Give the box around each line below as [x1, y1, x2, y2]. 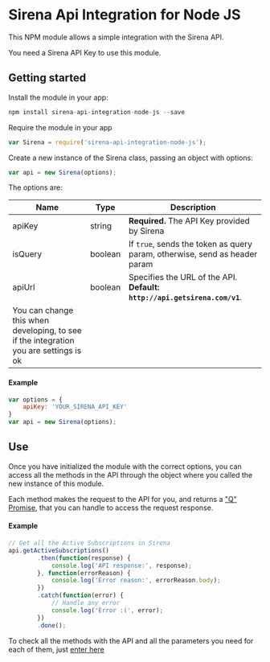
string [89, 220, 112, 232]
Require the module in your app [8, 122, 112, 132]
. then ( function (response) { [37, 553, 131, 562]
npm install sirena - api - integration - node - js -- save [8, 108, 185, 116]
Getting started [8, 71, 87, 85]
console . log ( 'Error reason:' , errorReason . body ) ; [51, 577, 221, 585]
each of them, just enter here [8, 644, 104, 654]
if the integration [12, 335, 75, 347]
